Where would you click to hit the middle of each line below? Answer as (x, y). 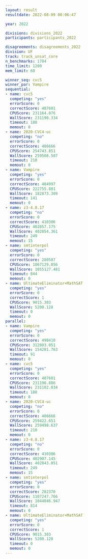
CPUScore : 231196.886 (33, 383)
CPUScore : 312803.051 (33, 345)
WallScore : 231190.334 (34, 118)
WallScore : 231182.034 (34, 387)
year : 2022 (17, 24)
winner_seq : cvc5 (24, 80)
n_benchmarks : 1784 (26, 61)
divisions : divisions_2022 (34, 33)
